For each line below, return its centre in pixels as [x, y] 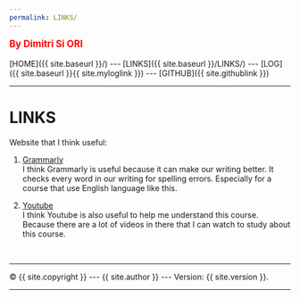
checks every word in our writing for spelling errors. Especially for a [147, 179]
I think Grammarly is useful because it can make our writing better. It [148, 169]
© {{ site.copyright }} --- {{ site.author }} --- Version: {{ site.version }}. [139, 277]
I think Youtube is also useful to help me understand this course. [140, 214]
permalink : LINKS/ [43, 17]
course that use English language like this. [100, 187]
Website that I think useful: [58, 142]
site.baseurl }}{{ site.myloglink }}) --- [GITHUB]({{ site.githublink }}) [145, 73]
